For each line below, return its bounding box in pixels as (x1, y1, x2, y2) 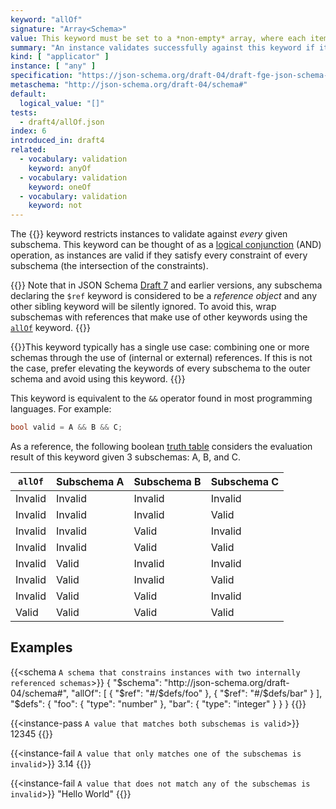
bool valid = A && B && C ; (10, 422, 123, 433)
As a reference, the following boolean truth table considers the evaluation (10, 441, 313, 452)
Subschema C (210, 475, 280, 488)
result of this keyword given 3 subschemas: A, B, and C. (10, 451, 242, 463)
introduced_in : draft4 (10, 136, 105, 146)
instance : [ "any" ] (10, 61, 97, 71)
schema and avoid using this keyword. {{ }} (10, 373, 186, 385)
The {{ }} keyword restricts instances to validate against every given (10, 228, 288, 240)
